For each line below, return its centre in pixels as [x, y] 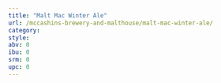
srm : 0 [19, 60]
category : [24, 30]
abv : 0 [19, 45]
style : [19, 38]
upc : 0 [19, 67]
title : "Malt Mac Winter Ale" [58, 15]
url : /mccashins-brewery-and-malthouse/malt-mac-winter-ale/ [111, 23]
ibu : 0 [19, 52]
